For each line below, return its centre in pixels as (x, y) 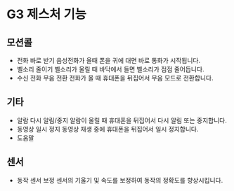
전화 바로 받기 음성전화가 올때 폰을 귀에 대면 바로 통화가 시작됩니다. (109, 61)
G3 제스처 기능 (47, 14)
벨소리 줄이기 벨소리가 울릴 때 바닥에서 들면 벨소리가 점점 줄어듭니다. (110, 69)
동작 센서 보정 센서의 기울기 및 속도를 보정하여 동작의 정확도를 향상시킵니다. (120, 180)
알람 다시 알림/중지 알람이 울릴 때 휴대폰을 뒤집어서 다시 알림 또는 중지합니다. (122, 120)
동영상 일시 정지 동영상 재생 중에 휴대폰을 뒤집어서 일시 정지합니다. (108, 129)
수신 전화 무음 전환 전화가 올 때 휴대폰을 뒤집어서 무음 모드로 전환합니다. (115, 78)
